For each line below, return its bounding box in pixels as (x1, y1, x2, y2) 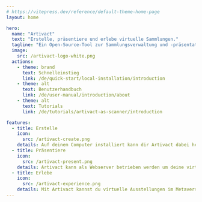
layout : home (6, 14, 39, 20)
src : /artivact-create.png (22, 136, 90, 143)
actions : (11, 58, 34, 65)
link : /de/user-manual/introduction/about (22, 92, 130, 98)
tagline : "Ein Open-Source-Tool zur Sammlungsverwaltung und (11, 42, 168, 48)
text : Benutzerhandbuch (22, 86, 82, 93)
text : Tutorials (22, 103, 63, 109)
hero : (6, 25, 20, 31)
